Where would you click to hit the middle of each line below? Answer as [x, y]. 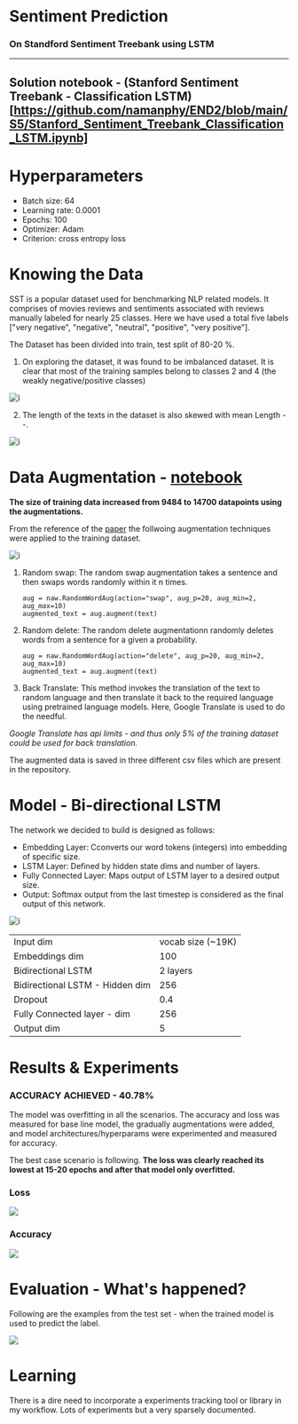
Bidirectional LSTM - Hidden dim [82, 985]
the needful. [44, 716]
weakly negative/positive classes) [84, 380]
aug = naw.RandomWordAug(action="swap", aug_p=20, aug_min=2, [139, 598]
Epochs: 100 [45, 219]
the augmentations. [47, 511]
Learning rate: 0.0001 [61, 210]
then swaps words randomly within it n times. [105, 581]
